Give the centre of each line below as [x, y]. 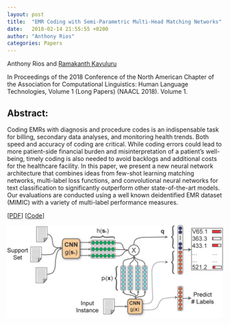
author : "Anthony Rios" [41, 36]
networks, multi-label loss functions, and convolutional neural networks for [113, 180]
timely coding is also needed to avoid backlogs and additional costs [122, 158]
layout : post [26, 14]
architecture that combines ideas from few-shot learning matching [101, 173]
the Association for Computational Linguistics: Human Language [98, 84]
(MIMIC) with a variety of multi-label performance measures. [93, 202]
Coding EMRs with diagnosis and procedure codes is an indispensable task [113, 129]
